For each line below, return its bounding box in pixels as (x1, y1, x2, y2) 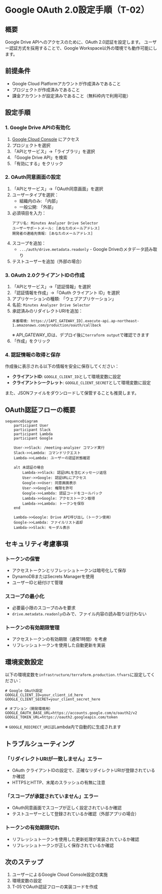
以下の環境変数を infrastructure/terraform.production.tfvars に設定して (5, 672, 151, 678)
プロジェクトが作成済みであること (12, 87, 80, 92)
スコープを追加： (12, 240, 46, 246)
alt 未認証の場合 (14, 465, 44, 470)
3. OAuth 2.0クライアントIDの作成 (5, 272, 85, 279)
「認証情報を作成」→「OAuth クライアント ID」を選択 (12, 290, 120, 296)
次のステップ (5, 858, 44, 866)
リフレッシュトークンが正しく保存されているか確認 (12, 842, 114, 848)
